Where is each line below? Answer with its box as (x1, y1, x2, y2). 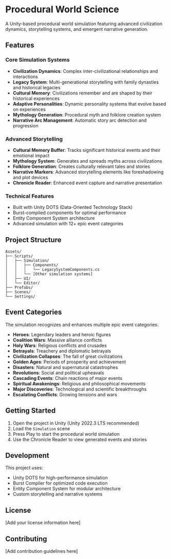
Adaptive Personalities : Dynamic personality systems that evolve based (12, 101, 166, 107)
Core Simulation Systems (5, 56, 70, 64)
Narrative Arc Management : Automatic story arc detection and (12, 117, 147, 123)
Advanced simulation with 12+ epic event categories (12, 221, 124, 227)
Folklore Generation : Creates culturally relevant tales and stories (12, 163, 150, 169)
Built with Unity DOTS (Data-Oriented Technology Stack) (12, 204, 133, 210)
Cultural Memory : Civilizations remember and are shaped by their (12, 90, 153, 96)
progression (12, 122, 39, 129)
